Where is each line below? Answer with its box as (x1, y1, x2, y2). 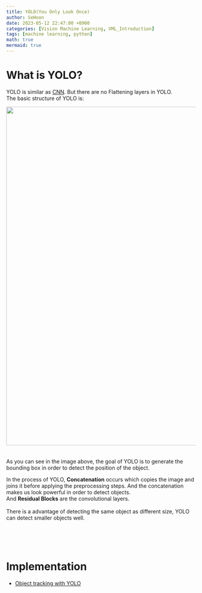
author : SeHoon (6, 14, 44, 20)
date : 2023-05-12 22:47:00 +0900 (6, 20, 90, 26)
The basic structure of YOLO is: (6, 95, 84, 102)
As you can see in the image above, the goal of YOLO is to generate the (6, 458, 183, 465)
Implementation (6, 560, 87, 573)
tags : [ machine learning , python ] (6, 31, 93, 37)
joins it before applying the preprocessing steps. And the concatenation (6, 482, 184, 489)
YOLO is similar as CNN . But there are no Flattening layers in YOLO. (6, 88, 173, 95)
